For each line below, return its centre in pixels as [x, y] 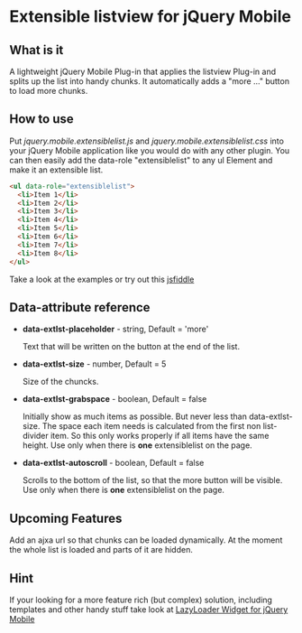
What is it [37, 50]
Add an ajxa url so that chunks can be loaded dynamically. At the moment [146, 540]
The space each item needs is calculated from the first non [151, 426]
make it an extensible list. [56, 170]
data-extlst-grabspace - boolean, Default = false [114, 399]
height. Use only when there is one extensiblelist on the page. [137, 445]
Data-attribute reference [80, 307]
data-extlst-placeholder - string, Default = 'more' [115, 329]
